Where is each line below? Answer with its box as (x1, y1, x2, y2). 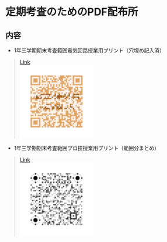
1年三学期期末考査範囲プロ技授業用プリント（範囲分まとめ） (13, 145, 160, 152)
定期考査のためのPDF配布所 (5, 5, 138, 19)
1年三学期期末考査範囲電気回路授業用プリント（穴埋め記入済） (13, 47, 165, 54)
